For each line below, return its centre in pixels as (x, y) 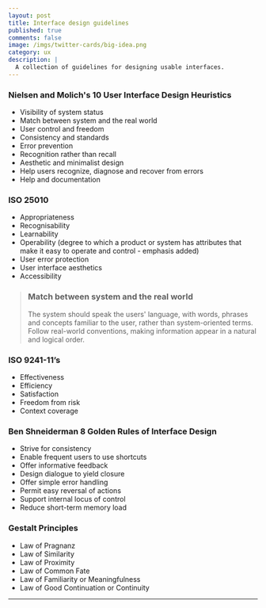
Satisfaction (39, 394)
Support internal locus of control (72, 499)
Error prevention (46, 146)
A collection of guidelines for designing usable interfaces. (120, 67)
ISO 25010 (28, 200)
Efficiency (36, 385)
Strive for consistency (55, 449)
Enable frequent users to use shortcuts (83, 457)
